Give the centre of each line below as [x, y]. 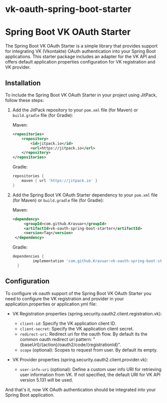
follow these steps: [24, 100]
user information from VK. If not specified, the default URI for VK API [90, 374]
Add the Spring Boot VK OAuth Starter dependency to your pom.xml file [85, 195]
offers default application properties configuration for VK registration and [80, 62]
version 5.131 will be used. [46, 380]
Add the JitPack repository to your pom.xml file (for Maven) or [75, 110]
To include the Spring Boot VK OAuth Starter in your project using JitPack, [81, 95]
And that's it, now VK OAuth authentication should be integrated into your [81, 389]
